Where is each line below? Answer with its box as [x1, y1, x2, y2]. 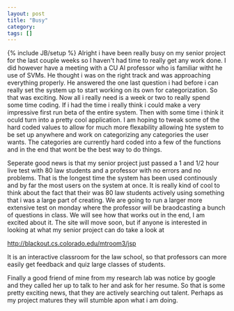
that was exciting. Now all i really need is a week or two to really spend [7, 94, 210, 102]
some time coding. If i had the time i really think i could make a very [7, 101, 201, 109]
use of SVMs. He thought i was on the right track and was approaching [7, 71, 211, 80]
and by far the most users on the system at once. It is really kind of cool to [7, 181, 221, 189]
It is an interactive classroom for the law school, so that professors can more [7, 253, 227, 261]
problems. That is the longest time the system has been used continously [7, 174, 217, 182]
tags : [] [7, 29, 33, 37]
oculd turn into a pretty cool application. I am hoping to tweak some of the [7, 116, 220, 124]
